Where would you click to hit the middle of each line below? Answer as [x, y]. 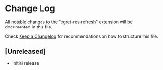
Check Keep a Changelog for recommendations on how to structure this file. [82, 36]
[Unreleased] [26, 51]
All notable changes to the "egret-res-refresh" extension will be [69, 22]
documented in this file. [29, 27]
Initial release [25, 63]
